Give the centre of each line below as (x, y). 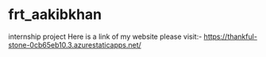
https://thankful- (231, 36)
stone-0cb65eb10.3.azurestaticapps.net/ (75, 44)
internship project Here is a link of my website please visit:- (105, 36)
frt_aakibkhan (55, 15)
